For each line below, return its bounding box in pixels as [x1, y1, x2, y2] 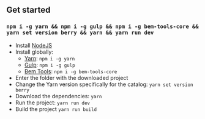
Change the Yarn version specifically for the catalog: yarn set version [15, 81, 194, 88]
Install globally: [15, 48, 54, 56]
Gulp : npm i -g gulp [24, 61, 75, 68]
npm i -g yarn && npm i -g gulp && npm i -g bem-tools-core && [6, 23, 199, 30]
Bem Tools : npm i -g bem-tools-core [24, 67, 117, 75]
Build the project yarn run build [15, 105, 97, 112]
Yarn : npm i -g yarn [24, 54, 75, 62]
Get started [6, 5, 51, 15]
